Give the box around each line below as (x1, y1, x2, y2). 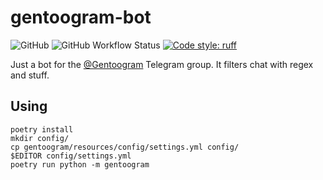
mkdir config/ (10, 133, 70, 143)
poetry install (10, 124, 74, 135)
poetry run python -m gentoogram (10, 159, 150, 170)
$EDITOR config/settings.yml (10, 151, 132, 161)
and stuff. (10, 69, 50, 81)
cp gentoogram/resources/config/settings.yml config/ (10, 142, 240, 152)
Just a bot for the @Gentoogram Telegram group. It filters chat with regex (10, 58, 314, 70)
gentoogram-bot (10, 6, 152, 29)
